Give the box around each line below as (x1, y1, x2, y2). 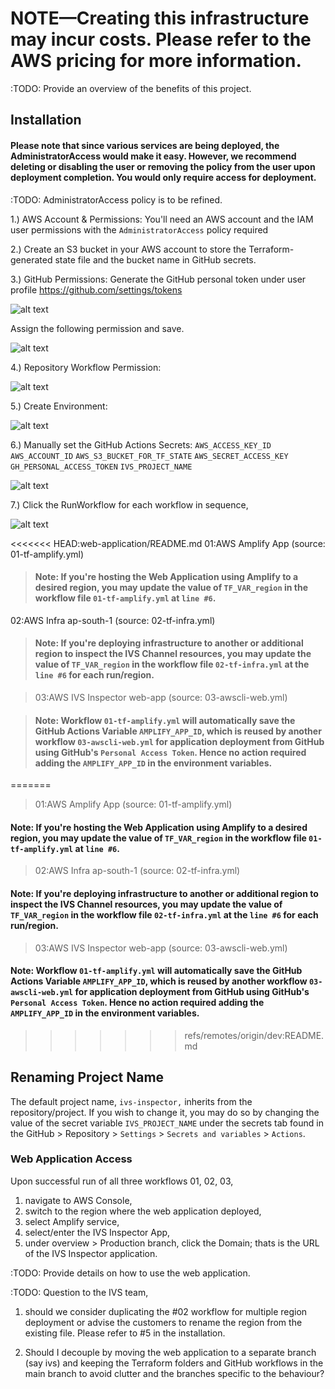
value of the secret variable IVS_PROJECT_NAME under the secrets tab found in (10, 1117, 324, 1129)
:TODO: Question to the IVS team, (10, 1286, 149, 1298)
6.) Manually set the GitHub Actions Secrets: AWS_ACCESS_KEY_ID (10, 438, 272, 451)
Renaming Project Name (10, 1069, 165, 1086)
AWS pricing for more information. (10, 50, 302, 72)
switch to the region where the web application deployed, (24, 1205, 262, 1217)
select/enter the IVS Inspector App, (24, 1226, 171, 1238)
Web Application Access (10, 1152, 133, 1166)
